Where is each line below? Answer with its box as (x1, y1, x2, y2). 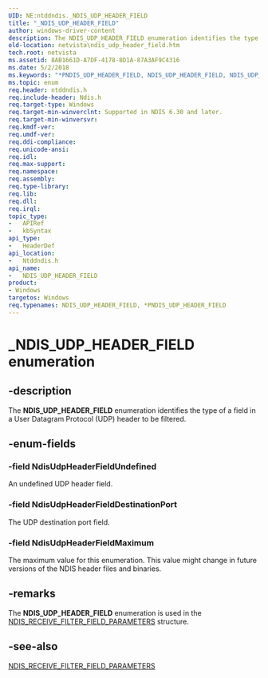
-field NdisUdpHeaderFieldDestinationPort (8, 499, 178, 510)
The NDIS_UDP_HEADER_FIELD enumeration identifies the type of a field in (8, 405, 257, 415)
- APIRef (8, 220, 45, 228)
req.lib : (8, 189, 37, 198)
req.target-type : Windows (8, 101, 94, 109)
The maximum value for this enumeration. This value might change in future (8, 556, 258, 565)
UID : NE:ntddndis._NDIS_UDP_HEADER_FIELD (8, 11, 148, 20)
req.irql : (8, 204, 41, 212)
